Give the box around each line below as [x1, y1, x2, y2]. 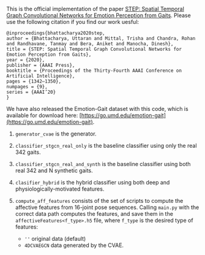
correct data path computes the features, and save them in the [15, 210, 173, 217]
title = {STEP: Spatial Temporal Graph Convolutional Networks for [6, 46, 182, 52]
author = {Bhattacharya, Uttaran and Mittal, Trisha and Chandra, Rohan [6, 36, 196, 42]
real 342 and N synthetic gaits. [15, 167, 93, 174]
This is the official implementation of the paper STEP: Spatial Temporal [6, 6, 185, 12]
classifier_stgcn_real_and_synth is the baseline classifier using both [15, 161, 191, 167]
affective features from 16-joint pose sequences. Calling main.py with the [15, 204, 199, 211]
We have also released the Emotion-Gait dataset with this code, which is [6, 105, 188, 112]
